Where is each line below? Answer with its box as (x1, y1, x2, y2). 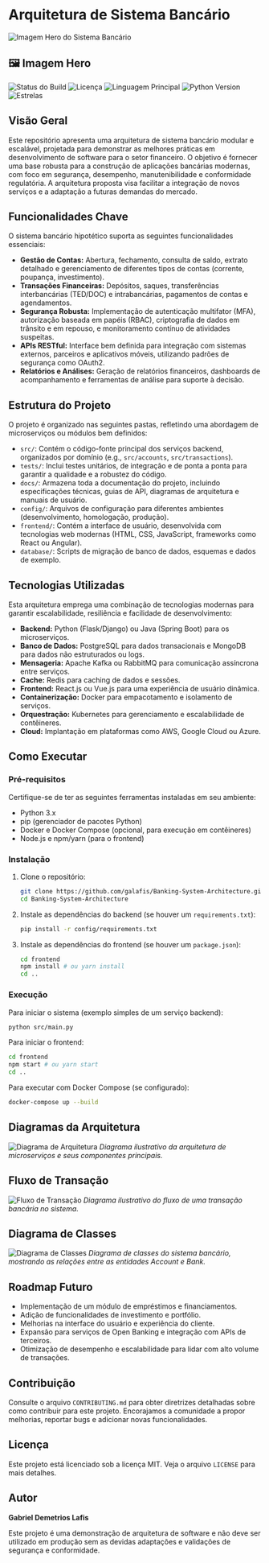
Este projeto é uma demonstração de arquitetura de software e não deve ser (8, 1528, 261, 1538)
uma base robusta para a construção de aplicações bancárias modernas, (8, 161, 251, 171)
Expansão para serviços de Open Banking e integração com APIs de (19, 1327, 247, 1337)
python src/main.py (8, 1023, 74, 1031)
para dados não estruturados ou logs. (19, 650, 145, 659)
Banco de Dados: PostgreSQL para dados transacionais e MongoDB (19, 641, 247, 650)
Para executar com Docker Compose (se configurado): (8, 1083, 190, 1092)
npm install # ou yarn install (19, 963, 125, 971)
